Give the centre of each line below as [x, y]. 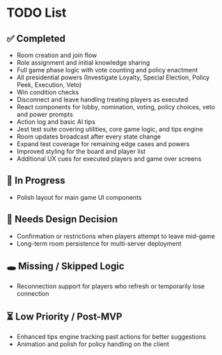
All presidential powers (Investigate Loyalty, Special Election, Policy [113, 77]
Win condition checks [48, 92]
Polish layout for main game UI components [79, 197]
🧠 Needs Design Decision [62, 220]
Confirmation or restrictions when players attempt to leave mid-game [116, 236]
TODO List [37, 13]
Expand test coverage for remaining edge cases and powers [103, 144]
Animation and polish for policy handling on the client [93, 344]
